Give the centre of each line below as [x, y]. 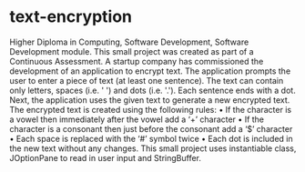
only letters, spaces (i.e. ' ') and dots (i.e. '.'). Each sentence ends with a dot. [152, 90]
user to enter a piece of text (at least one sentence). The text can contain [147, 80]
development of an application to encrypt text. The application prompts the [150, 71]
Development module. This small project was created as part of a [132, 51]
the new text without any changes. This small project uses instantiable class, [153, 148]
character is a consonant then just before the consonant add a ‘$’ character [151, 128]
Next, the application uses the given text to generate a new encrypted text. [150, 100]
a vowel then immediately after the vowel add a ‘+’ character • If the [137, 119]
